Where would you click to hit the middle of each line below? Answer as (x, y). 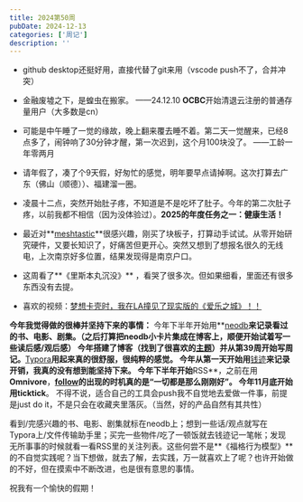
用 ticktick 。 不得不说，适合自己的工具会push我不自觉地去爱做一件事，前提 (149, 393)
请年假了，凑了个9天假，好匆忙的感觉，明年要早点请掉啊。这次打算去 (151, 173)
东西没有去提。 (50, 287)
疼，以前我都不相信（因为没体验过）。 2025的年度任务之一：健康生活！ (153, 214)
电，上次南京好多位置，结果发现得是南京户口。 (109, 256)
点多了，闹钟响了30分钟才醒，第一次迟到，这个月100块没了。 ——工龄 (154, 142)
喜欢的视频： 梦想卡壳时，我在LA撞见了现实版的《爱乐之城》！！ (142, 306)
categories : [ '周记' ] (49, 34)
